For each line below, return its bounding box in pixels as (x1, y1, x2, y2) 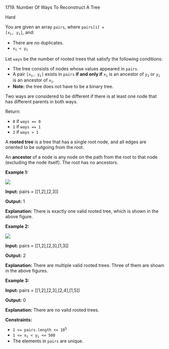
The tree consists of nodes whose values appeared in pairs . (12, 65, 139, 71)
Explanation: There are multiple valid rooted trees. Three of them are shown (5, 262, 164, 268)
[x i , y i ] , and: (5, 29, 34, 36)
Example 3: (5, 277, 29, 283)
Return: (5, 108, 21, 114)
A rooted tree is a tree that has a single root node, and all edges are (5, 139, 147, 145)
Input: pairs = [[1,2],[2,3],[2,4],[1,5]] (5, 287, 80, 293)
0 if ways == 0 (12, 118, 41, 124)
